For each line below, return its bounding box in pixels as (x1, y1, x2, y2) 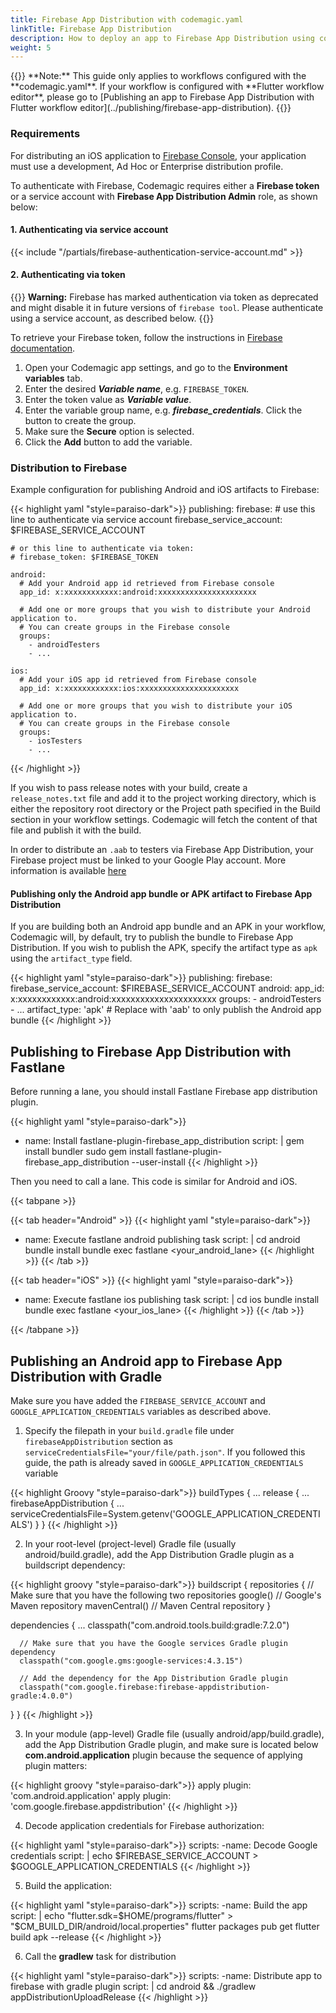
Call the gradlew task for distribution (24, 1951, 177, 1963)
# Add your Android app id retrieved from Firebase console (19, 579, 275, 589)
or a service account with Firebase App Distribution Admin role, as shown (10, 190, 318, 202)
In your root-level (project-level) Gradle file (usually (24, 1538, 237, 1550)
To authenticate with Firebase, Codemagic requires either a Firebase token (10, 179, 320, 191)
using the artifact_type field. (10, 952, 133, 965)
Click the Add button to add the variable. (24, 436, 193, 448)
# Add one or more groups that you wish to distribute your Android (19, 605, 311, 615)
